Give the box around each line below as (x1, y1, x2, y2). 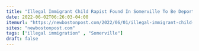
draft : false (6, 36, 38, 42)
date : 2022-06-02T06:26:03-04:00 (6, 14, 89, 20)
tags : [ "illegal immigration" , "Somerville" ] (6, 30, 123, 36)
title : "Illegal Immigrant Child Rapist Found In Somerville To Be (6, 8, 176, 15)
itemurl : (6, 19, 28, 25)
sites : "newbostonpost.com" (6, 25, 76, 31)
